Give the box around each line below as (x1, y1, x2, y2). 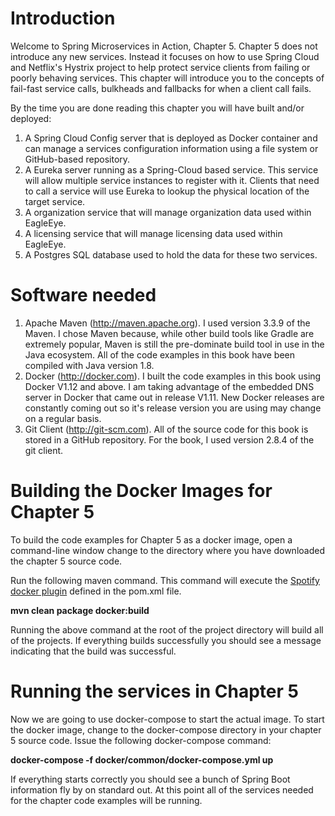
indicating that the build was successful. (10, 645, 177, 657)
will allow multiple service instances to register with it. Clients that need (24, 174, 320, 186)
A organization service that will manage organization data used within (24, 206, 312, 218)
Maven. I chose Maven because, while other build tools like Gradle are (24, 327, 315, 339)
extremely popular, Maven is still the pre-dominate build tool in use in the (24, 338, 325, 350)
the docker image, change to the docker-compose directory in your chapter (10, 723, 322, 736)
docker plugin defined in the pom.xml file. (10, 585, 182, 597)
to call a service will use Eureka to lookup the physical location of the (24, 185, 310, 197)
